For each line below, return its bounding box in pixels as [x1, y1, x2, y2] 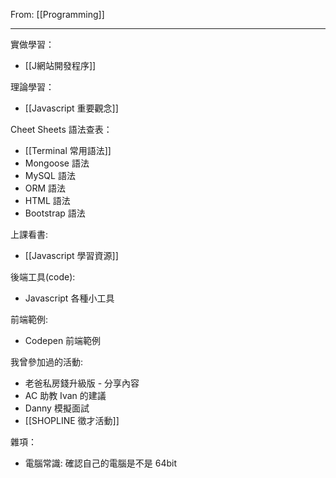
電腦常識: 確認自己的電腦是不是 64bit [24, 457, 177, 469]
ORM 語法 [24, 182, 67, 194]
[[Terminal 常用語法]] [24, 145, 112, 156]
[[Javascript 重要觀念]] [24, 102, 119, 114]
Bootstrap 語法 [24, 207, 86, 219]
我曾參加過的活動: [10, 356, 84, 368]
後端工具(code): [10, 271, 76, 283]
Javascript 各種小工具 [24, 292, 115, 304]
